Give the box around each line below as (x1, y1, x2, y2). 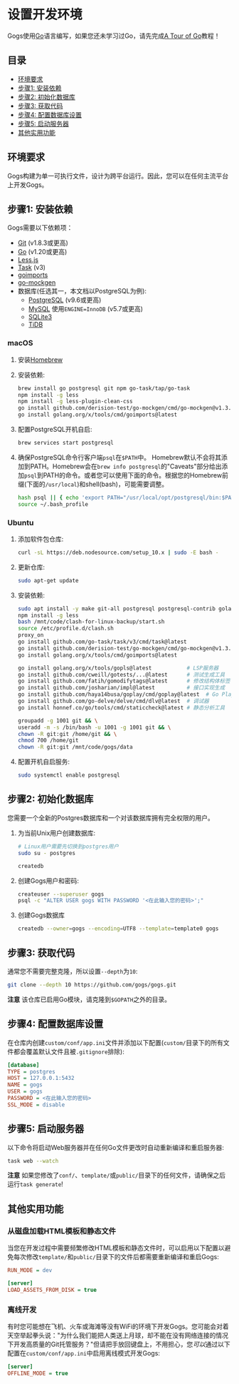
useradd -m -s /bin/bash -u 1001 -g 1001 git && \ (17, 724, 171, 731)
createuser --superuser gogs (17, 890, 105, 898)
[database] (7, 1061, 40, 1069)
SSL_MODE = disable (7, 1101, 65, 1108)
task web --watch (7, 1157, 59, 1164)
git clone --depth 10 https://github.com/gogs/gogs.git (7, 981, 176, 989)
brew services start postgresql (17, 440, 114, 447)
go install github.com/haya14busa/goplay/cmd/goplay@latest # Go (17, 691, 219, 698)
